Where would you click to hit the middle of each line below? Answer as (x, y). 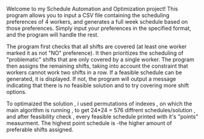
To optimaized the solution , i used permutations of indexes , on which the (99, 104)
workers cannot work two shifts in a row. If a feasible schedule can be (94, 72)
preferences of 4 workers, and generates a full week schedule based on (97, 22)
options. (17, 92)
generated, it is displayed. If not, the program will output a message (91, 79)
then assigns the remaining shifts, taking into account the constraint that (97, 66)
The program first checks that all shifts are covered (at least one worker (97, 46)
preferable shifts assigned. (40, 130)
